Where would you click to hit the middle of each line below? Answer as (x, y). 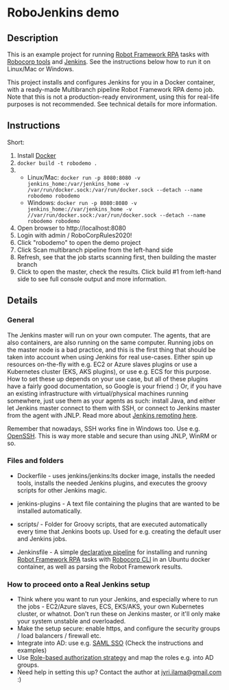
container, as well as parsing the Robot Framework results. (100, 567)
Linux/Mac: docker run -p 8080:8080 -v (84, 177)
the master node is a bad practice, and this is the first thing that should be (111, 349)
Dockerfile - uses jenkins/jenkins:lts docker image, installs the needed (116, 475)
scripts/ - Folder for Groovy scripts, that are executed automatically (112, 524)
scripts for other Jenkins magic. (62, 490)
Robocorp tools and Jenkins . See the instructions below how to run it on (109, 62)
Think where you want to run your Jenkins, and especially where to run (117, 599)
